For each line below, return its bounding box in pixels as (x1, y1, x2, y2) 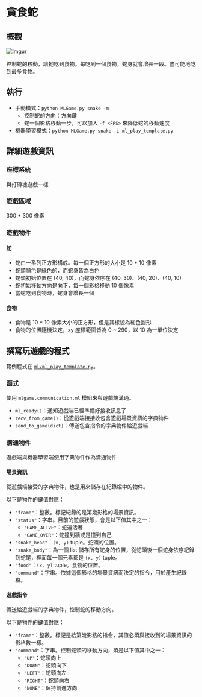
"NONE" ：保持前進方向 (23, 684, 78, 691)
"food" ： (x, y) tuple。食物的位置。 (14, 561, 104, 569)
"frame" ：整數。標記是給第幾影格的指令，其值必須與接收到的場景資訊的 (14, 631, 192, 639)
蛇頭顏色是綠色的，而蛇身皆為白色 (14, 266, 100, 274)
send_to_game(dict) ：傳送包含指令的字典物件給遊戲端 (14, 422, 148, 429)
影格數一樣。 (14, 639, 47, 646)
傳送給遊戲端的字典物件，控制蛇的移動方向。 (6, 605, 117, 613)
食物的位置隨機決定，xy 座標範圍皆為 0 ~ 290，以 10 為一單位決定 (14, 326, 179, 333)
